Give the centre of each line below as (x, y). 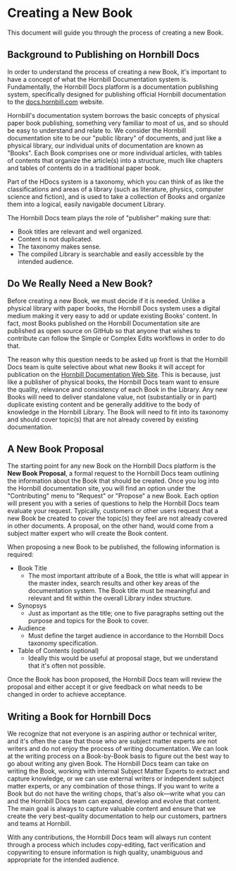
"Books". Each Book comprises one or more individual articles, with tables (114, 152)
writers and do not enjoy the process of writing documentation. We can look (118, 749)
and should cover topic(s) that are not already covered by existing (103, 419)
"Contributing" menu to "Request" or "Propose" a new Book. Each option (113, 496)
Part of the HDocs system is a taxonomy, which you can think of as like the (116, 181)
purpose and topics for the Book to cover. (88, 621)
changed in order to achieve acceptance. (67, 695)
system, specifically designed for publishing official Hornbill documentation (117, 94)
